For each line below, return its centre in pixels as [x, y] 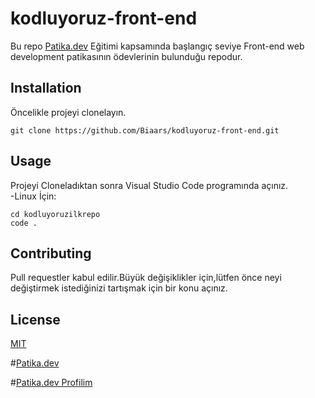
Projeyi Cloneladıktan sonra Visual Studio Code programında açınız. [149, 185]
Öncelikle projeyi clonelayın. [68, 112]
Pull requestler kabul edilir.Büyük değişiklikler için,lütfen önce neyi [146, 278]
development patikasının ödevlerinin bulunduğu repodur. [126, 56]
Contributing [51, 253]
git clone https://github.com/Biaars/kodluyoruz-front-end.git [145, 130]
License [35, 319]
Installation [46, 88]
